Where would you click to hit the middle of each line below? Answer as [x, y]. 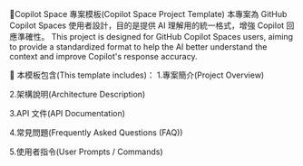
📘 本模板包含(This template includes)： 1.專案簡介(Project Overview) [137, 75]
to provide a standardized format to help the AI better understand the [138, 47]
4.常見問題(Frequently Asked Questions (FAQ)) [96, 133]
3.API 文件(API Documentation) [67, 113]
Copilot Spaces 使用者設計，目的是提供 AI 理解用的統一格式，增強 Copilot [147, 25]
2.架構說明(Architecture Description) [78, 94]
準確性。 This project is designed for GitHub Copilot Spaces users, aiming [155, 37]
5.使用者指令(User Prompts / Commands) [86, 152]
